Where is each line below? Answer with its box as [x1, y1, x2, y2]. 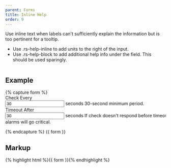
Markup [5, 143, 31, 152]
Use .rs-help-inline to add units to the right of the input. [12, 46, 129, 52]
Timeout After [5, 107, 35, 113]
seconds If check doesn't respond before [65, 113, 152, 119]
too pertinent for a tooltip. [5, 36, 60, 42]
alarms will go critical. [5, 119, 51, 125]
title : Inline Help [5, 12, 47, 17]
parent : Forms [5, 7, 36, 13]
